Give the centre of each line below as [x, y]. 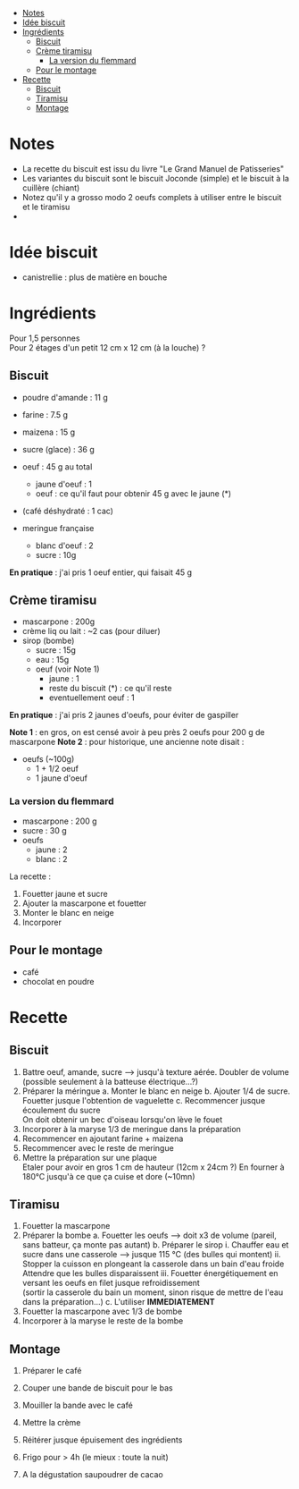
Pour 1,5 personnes [45, 338]
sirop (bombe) [48, 641]
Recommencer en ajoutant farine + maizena [103, 1138]
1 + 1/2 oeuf [57, 769]
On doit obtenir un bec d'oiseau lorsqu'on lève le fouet [122, 1119]
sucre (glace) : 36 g [58, 449]
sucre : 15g [55, 650]
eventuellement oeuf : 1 [92, 698]
